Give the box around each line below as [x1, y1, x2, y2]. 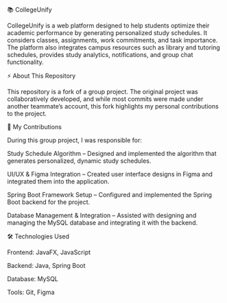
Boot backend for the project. [7, 198, 91, 206]
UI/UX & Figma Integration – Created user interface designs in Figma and [7, 170, 213, 178]
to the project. [7, 109, 47, 117]
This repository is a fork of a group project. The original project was [7, 88, 198, 96]
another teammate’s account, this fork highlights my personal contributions [7, 102, 219, 110]
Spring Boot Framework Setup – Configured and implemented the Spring [7, 191, 213, 199]
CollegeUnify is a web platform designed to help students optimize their [7, 21, 210, 30]
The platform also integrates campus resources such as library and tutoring [7, 43, 221, 52]
